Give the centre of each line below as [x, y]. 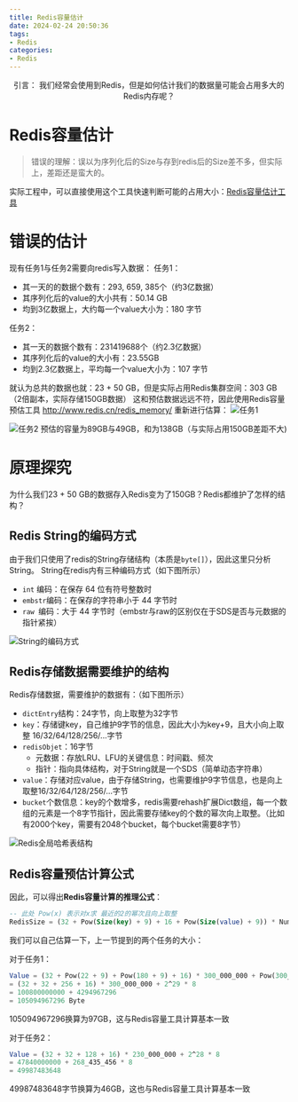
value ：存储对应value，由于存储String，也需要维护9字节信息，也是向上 [152, 780]
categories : [31, 51]
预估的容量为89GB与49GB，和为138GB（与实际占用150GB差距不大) [164, 429]
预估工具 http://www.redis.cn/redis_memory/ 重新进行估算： [119, 410]
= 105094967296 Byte [47, 1000]
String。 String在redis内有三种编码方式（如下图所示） [107, 570]
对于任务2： [31, 1037]
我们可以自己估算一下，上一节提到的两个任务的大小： [106, 940]
